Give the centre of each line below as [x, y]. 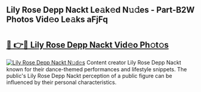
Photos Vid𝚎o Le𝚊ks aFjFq [57, 20]
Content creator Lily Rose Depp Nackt [134, 62]
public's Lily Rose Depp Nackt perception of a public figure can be [89, 76]
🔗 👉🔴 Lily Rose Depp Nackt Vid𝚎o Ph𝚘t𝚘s [87, 45]
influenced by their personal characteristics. [62, 82]
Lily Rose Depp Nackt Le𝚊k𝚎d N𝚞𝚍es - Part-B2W [101, 10]
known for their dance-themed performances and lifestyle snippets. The [97, 69]
